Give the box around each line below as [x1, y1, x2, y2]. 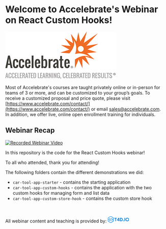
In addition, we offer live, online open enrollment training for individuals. [5, 111, 156, 118]
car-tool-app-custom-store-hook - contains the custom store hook [12, 195, 152, 202]
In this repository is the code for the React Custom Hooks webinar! [5, 149, 145, 156]
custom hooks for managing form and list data [12, 190, 110, 196]
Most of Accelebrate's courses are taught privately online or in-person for [5, 84, 160, 90]
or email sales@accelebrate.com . [91, 106, 161, 112]
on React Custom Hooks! [5, 14, 113, 26]
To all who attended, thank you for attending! [5, 159, 99, 165]
